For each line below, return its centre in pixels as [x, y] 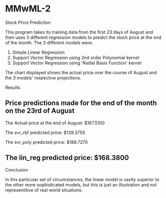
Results [13, 87]
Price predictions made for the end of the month [81, 103]
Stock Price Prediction [28, 22]
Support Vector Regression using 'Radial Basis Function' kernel [77, 63]
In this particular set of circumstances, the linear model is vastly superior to [82, 179]
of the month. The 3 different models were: [49, 42]
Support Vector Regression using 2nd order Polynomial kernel [76, 57]
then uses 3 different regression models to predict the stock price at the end [83, 37]
